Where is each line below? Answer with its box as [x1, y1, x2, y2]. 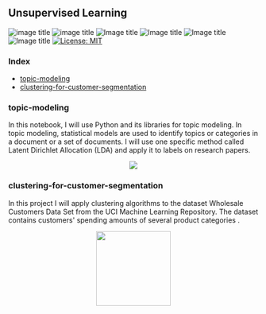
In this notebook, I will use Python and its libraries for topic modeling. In [8, 120, 242, 130]
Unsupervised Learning [8, 6, 128, 20]
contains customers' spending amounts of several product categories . [8, 215, 241, 225]
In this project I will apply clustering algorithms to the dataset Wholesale [8, 198, 244, 207]
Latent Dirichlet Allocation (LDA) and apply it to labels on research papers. [8, 145, 251, 155]
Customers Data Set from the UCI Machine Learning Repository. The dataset [8, 207, 259, 216]
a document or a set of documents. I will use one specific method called [8, 137, 245, 146]
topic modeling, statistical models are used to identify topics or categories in [8, 129, 259, 138]
